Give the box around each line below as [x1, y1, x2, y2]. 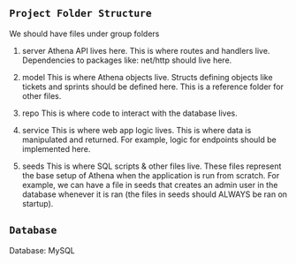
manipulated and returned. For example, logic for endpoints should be [21, 134, 277, 145]
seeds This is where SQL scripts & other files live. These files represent [21, 161, 282, 171]
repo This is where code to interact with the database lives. [21, 108, 239, 118]
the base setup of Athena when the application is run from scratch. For [21, 170, 280, 180]
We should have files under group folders [9, 28, 160, 39]
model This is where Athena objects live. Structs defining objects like [21, 72, 273, 82]
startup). [21, 198, 54, 208]
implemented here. [21, 143, 91, 154]
